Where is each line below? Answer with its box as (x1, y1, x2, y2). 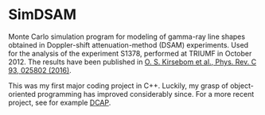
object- (229, 81, 255, 90)
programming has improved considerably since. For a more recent (37, 89, 255, 98)
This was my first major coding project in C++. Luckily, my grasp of (8, 81, 228, 90)
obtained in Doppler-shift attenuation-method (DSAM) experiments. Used (8, 40, 249, 49)
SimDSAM (8, 6, 77, 24)
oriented (8, 89, 36, 98)
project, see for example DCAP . (8, 98, 111, 107)
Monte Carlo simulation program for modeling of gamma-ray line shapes (8, 32, 245, 41)
